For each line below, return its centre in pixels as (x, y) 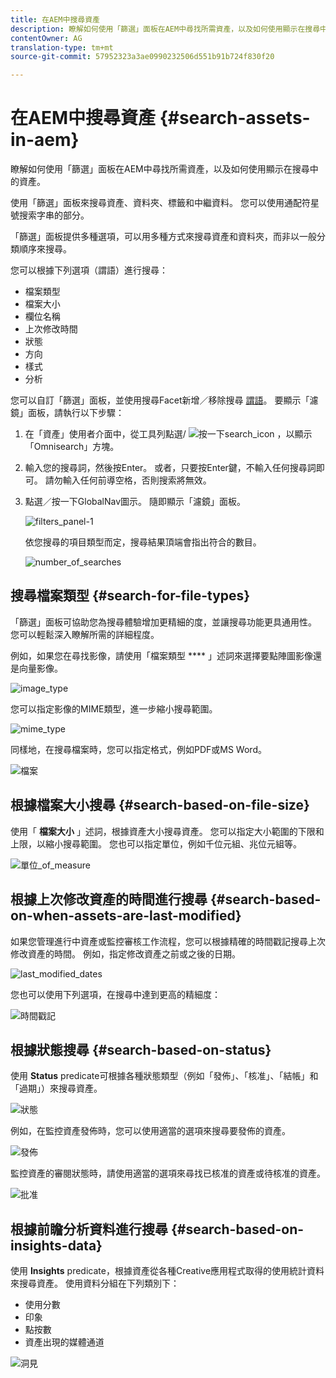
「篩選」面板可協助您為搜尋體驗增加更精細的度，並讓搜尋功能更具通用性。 (163, 622)
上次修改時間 (51, 329)
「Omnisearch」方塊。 (72, 447)
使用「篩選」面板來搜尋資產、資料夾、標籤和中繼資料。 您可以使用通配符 (160, 203)
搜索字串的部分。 (54, 215)
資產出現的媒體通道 (64, 1342)
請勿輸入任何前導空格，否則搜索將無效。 (128, 480)
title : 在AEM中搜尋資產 (55, 19)
